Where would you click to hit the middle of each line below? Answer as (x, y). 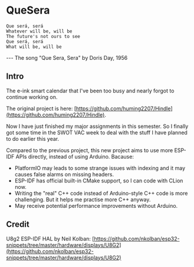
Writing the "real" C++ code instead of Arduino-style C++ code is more (101, 193)
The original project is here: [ (41, 108)
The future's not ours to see (43, 36)
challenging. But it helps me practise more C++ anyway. (83, 200)
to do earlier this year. (33, 139)
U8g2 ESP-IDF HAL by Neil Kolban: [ (50, 239)
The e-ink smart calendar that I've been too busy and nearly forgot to (90, 91)
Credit (18, 225)
